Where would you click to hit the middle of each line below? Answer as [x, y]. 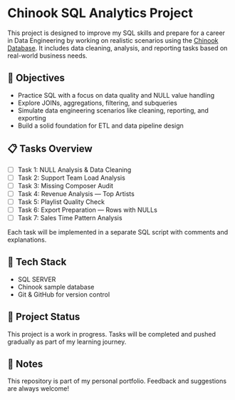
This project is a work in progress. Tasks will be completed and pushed [111, 334]
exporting [32, 118]
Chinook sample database [56, 287]
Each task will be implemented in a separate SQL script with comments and [118, 232]
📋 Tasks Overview [50, 149]
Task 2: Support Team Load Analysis [72, 178]
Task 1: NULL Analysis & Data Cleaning [74, 170]
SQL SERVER [37, 279]
